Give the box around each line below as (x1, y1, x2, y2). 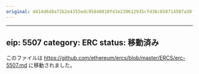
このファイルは (6, 54, 43, 62)
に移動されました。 (28, 62, 76, 69)
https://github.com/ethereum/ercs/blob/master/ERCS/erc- (43, 54, 185, 62)
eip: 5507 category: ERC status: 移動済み (6, 38, 159, 48)
